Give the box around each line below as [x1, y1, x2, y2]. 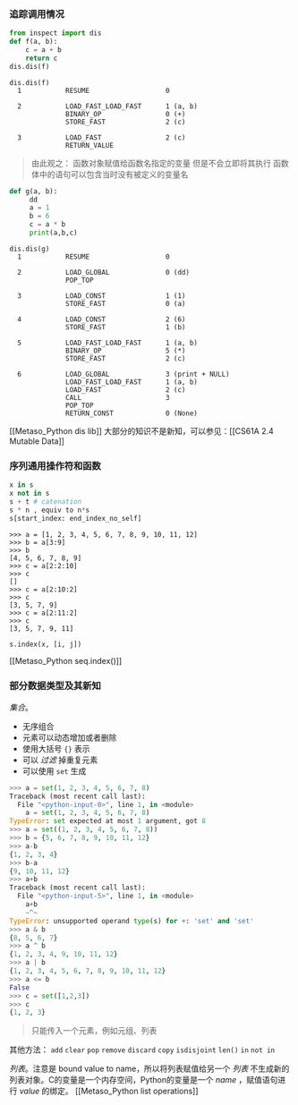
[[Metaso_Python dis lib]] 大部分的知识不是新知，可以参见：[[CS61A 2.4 [9, 425, 275, 436]
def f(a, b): [9, 38, 58, 47]
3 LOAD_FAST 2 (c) [17, 132, 186, 142]
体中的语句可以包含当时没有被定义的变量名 [30, 168, 189, 180]
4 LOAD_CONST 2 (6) [17, 315, 186, 324]
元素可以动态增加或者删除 [21, 732, 117, 743]
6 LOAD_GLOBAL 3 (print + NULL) [17, 370, 230, 378]
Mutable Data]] [9, 436, 65, 446]
